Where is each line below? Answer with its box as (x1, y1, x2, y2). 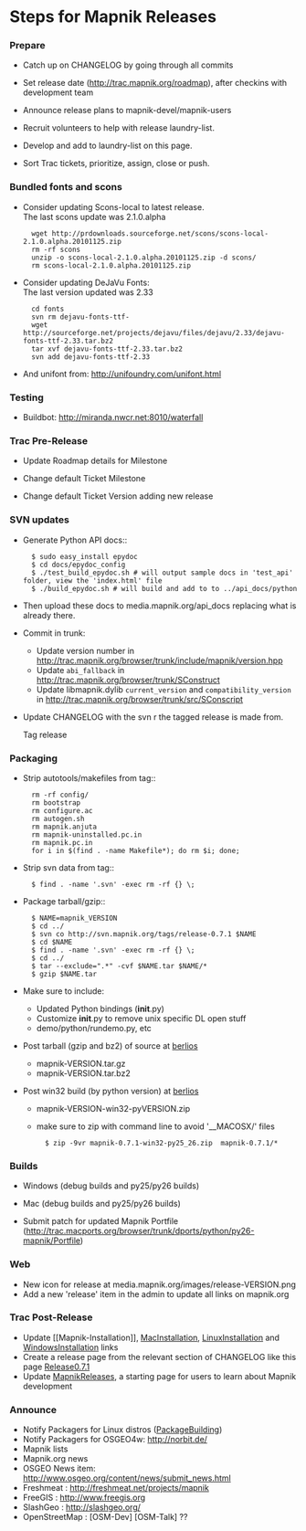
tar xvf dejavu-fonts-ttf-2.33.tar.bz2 (31, 344, 183, 354)
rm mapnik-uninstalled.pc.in (31, 829, 142, 839)
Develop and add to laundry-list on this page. (22, 140, 194, 152)
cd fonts (31, 304, 65, 313)
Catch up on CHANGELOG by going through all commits (22, 59, 234, 70)
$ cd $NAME (31, 937, 73, 946)
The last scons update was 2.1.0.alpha (22, 211, 166, 222)
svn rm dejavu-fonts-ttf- (31, 312, 130, 322)
